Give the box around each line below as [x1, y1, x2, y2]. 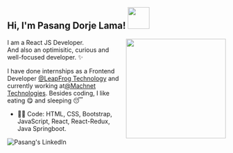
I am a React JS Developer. [7, 38, 85, 46]
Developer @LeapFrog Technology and [7, 74, 119, 82]
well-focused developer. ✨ [7, 53, 83, 61]
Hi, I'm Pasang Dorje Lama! [7, 20, 126, 32]
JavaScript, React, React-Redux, [17, 117, 110, 125]
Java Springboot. [17, 124, 67, 132]
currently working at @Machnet [7, 81, 96, 90]
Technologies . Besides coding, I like [7, 89, 110, 97]
